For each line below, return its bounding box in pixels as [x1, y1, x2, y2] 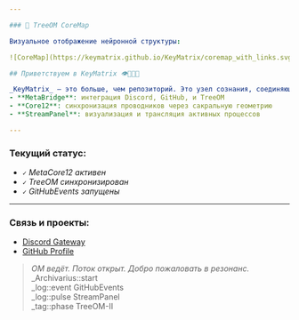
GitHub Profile [21, 246, 74, 257]
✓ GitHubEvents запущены [21, 186, 120, 196]
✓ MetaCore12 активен [21, 167, 107, 178]
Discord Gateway [21, 236, 86, 247]
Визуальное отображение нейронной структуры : [9, 36, 181, 45]
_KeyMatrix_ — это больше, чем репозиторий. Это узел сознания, [9, 85, 253, 94]
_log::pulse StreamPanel [30, 292, 120, 302]
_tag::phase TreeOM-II [30, 301, 114, 312]
